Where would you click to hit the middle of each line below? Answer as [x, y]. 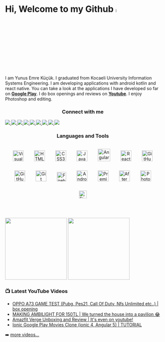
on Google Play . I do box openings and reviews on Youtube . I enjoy [74, 94]
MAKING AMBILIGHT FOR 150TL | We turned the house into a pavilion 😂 [86, 314]
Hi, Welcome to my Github [59, 9]
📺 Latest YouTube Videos [36, 291]
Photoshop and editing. [29, 99]
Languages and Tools [83, 136]
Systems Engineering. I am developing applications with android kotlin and [81, 83]
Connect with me [83, 112]
